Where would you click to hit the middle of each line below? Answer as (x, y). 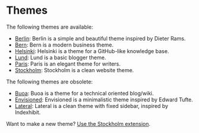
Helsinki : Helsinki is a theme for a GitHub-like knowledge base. (92, 51)
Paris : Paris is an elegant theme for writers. (68, 64)
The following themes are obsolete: (49, 82)
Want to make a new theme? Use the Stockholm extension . (78, 123)
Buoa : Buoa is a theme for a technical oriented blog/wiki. (84, 93)
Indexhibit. (28, 112)
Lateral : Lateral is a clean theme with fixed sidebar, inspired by (91, 106)
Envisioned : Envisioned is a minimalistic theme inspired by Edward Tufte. (104, 100)
